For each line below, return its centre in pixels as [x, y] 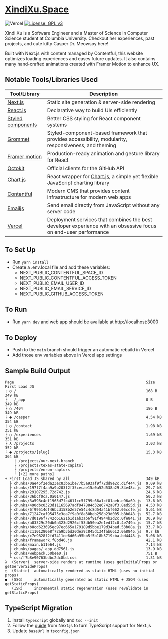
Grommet [19, 139]
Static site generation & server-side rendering [101, 102]
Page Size [80, 382]
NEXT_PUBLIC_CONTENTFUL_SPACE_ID [61, 272]
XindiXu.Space [37, 9]
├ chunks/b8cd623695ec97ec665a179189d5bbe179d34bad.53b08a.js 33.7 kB [86, 527]
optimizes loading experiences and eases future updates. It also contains [80, 58]
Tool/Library [25, 94]
